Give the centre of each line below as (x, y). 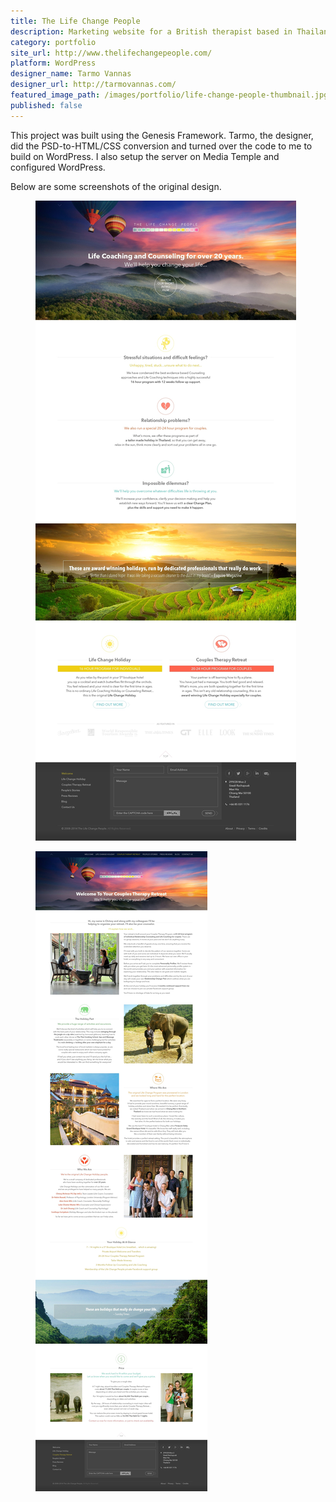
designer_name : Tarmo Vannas (71, 74)
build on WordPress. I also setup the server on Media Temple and (145, 156)
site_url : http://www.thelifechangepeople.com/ (111, 53)
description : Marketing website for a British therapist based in (151, 31)
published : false (46, 105)
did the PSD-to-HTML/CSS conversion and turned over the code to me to (161, 146)
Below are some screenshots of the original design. (116, 186)
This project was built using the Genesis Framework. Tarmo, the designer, (162, 135)
